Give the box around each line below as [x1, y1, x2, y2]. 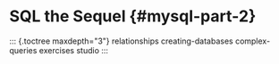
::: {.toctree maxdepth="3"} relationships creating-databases [9, 36, 234, 46]
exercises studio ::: [38, 44, 109, 55]
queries [9, 44, 38, 55]
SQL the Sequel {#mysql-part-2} [9, 6, 257, 27]
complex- [235, 36, 271, 46]
